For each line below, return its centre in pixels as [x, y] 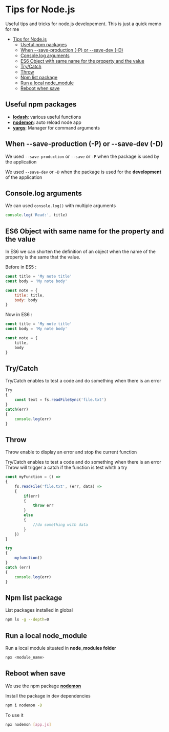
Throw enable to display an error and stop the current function [71, 452]
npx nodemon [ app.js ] [28, 724]
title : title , [29, 295]
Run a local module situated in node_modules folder [61, 648]
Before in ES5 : [21, 267]
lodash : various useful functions [47, 117]
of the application [24, 177]
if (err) [32, 496]
